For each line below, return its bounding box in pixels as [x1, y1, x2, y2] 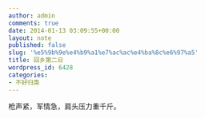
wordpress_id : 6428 [8, 64, 74, 72]
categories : [8, 71, 48, 79]
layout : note [8, 33, 52, 42]
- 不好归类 [8, 78, 40, 86]
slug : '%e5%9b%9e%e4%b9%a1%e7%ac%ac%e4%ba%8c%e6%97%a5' [8, 49, 199, 57]
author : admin [8, 11, 56, 20]
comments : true [8, 19, 59, 27]
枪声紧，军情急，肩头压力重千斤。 [8, 101, 121, 111]
